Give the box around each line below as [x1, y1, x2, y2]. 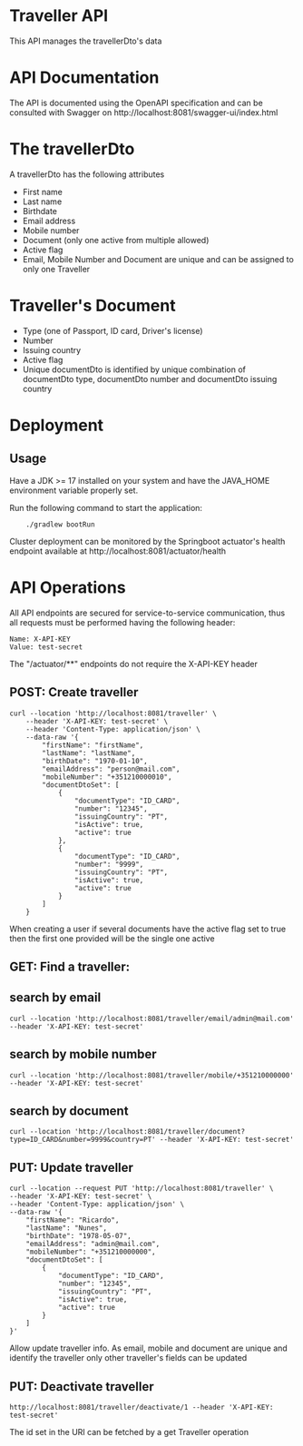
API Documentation [9, 67, 160, 88]
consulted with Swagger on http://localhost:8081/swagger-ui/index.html [9, 106, 279, 118]
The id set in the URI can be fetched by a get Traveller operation [9, 1426, 249, 1437]
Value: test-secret [9, 642, 83, 652]
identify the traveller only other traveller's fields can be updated [9, 1353, 248, 1363]
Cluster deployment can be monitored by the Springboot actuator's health [9, 536, 286, 546]
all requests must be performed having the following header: [9, 616, 236, 627]
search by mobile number [9, 1047, 157, 1062]
